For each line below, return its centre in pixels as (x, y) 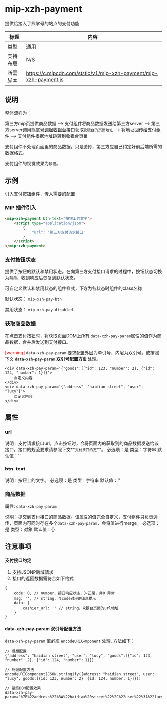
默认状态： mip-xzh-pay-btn (34, 299)
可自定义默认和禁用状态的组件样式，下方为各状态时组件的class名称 (74, 288)
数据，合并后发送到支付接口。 (40, 342)
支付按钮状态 (21, 259)
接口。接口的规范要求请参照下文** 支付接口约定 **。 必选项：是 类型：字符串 (81, 450)
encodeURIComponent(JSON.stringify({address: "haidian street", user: (80, 674)
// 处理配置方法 (20, 670)
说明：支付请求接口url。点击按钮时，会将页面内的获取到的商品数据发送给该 (82, 443)
